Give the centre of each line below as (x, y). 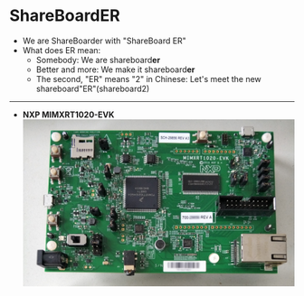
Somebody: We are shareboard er (98, 60)
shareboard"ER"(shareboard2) (93, 88)
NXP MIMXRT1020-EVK (68, 115)
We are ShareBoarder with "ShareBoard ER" (104, 41)
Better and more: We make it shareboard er (115, 69)
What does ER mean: (62, 50)
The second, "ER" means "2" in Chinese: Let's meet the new (149, 79)
